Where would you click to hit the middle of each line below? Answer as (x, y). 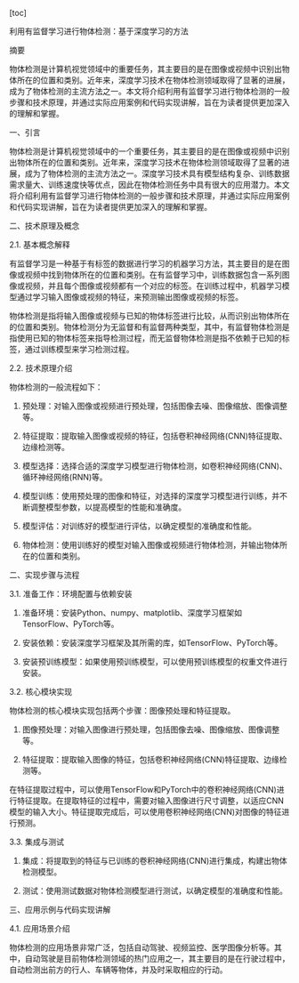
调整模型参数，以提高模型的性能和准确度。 (108, 507)
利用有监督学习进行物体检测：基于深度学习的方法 (99, 31)
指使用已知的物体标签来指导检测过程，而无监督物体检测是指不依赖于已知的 (145, 338)
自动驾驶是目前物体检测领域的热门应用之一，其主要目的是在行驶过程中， (157, 959)
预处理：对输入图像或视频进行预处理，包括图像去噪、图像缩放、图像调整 (154, 406)
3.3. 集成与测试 (37, 842)
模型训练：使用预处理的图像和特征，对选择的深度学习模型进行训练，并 (151, 496)
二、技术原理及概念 (44, 226)
